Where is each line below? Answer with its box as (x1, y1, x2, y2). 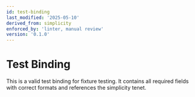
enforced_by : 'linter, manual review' (6, 25, 104, 32)
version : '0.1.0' (6, 32, 50, 38)
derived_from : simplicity (6, 20, 71, 26)
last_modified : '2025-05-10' (6, 15, 80, 21)
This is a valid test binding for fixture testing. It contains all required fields (6, 78, 189, 85)
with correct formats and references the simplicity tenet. (6, 84, 147, 92)
